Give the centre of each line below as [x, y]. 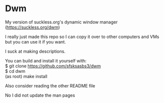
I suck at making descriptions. [35, 51]
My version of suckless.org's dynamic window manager [61, 22]
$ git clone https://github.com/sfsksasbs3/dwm [53, 66]
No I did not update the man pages [40, 95]
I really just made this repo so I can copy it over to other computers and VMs [82, 37]
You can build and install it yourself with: [46, 61]
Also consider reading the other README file [50, 85]
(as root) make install [26, 76]
